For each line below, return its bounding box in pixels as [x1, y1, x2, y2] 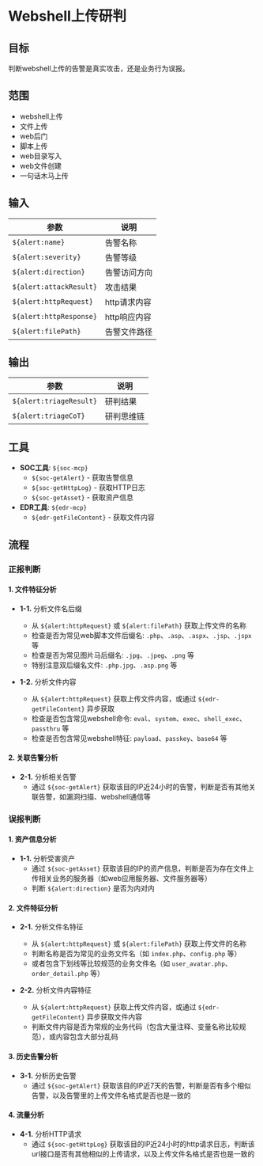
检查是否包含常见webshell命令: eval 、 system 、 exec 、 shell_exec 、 [31, 713, 246, 723]
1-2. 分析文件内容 [19, 677, 77, 686]
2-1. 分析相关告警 [19, 772, 77, 781]
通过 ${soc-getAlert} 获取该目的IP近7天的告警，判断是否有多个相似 [31, 1081, 251, 1090]
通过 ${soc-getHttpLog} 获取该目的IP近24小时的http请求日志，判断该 [31, 1139, 255, 1149]
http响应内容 [104, 311, 152, 322]
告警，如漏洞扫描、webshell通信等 [38, 792, 152, 801]
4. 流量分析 [8, 1110, 45, 1120]
